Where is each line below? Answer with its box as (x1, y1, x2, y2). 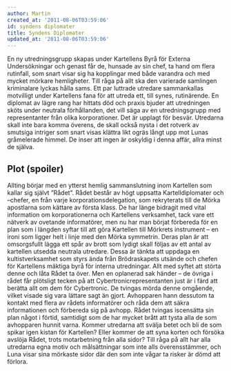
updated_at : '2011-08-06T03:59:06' (7, 36, 110, 43)
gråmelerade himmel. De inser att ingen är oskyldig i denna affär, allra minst (7, 135, 222, 144)
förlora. (7, 357, 28, 365)
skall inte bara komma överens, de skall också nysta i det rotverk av (7, 121, 199, 129)
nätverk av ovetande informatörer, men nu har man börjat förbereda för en (7, 218, 219, 226)
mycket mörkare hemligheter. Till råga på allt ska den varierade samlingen (7, 77, 217, 85)
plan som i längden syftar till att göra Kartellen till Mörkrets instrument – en (7, 225, 219, 234)
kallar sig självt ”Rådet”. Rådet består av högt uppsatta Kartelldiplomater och (7, 188, 224, 197)
